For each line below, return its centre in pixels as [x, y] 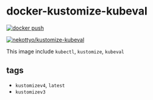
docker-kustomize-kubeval [77, 11]
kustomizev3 [30, 92]
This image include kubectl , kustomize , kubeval [65, 51]
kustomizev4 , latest [40, 85]
